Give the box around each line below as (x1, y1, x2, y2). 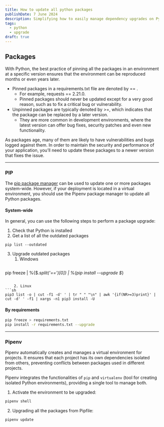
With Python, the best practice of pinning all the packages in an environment (5, 66, 159, 72)
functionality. (19, 127, 46, 133)
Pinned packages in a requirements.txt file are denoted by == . (12, 85, 138, 91)
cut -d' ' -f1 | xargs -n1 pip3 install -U (5, 297, 95, 301)
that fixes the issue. (5, 152, 45, 158)
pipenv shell (5, 399, 32, 404)
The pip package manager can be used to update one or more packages (5, 180, 151, 186)
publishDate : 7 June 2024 (5, 12, 58, 17)
